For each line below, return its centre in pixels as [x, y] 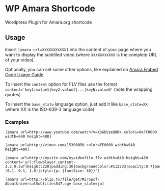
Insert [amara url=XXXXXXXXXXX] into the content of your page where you [78, 49]
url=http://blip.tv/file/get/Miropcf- [60, 180]
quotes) [13, 94]
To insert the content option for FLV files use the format [61, 84]
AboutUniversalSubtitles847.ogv [38, 184]
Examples [17, 122]
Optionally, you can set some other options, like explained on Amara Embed [82, 69]
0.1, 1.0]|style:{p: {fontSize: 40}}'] [59, 171]
